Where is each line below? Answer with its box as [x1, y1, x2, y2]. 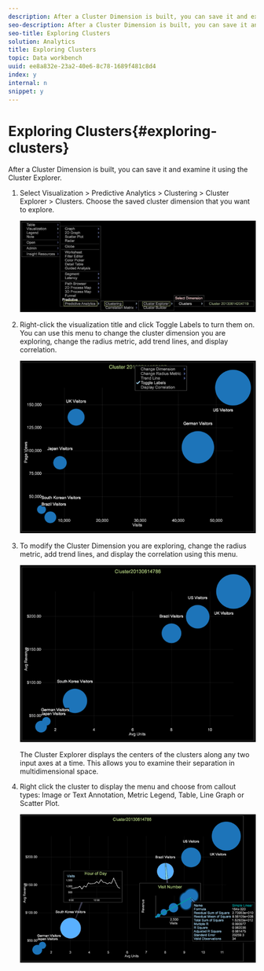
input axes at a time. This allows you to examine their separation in [19, 759, 236, 768]
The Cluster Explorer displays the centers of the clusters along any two [19, 750, 250, 760]
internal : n [8, 79, 47, 86]
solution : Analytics [8, 38, 76, 46]
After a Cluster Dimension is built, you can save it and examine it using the [8, 165, 248, 175]
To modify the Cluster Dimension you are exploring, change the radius [19, 541, 247, 550]
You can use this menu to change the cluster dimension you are [19, 328, 226, 337]
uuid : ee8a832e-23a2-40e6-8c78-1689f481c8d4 [8, 63, 156, 71]
